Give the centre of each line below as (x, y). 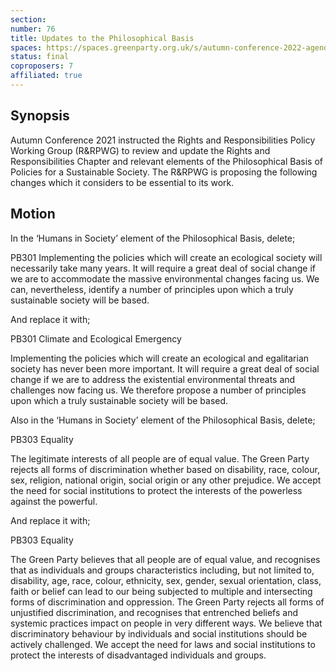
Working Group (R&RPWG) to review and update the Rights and (140, 150)
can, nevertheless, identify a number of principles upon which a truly (152, 289)
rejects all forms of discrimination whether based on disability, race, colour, (165, 469)
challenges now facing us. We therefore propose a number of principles (158, 390)
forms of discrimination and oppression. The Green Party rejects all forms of (167, 602)
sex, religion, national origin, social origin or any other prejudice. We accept (166, 480)
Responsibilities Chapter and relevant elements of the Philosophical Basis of (167, 161)
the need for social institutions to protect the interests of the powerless (156, 490)
